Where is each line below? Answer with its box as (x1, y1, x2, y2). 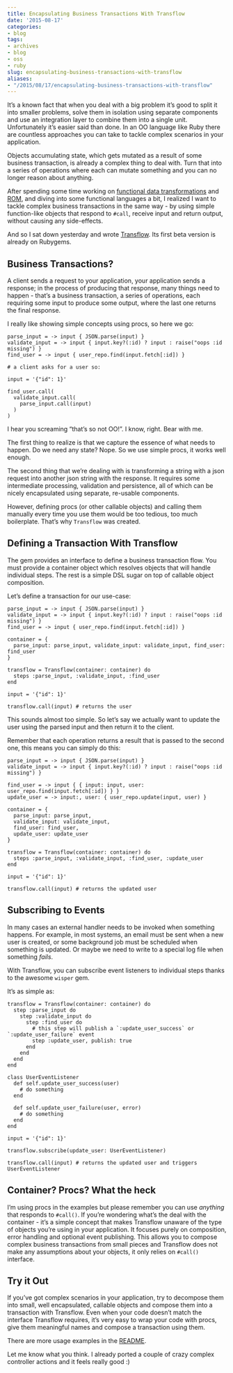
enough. (7, 453, 31, 461)
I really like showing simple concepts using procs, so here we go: (7, 320, 194, 328)
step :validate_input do (19, 1013, 92, 1020)
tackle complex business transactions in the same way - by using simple (7, 202, 215, 210)
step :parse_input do (13, 1007, 77, 1014)
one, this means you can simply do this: (7, 743, 121, 752)
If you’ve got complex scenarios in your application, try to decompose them (7, 1293, 224, 1302)
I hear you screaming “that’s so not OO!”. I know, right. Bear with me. (7, 425, 204, 433)
